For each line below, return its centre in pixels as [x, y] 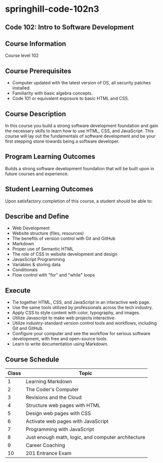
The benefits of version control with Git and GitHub [64, 238]
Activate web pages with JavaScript [67, 421]
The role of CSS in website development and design [65, 254]
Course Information [36, 43]
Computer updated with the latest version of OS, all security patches [81, 83]
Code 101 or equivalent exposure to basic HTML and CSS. [70, 99]
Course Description [36, 114]
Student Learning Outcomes [49, 189]
